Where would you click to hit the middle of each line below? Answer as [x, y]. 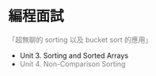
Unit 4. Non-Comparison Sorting [72, 63]
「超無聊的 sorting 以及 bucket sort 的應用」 [80, 40]
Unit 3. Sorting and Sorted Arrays [74, 55]
